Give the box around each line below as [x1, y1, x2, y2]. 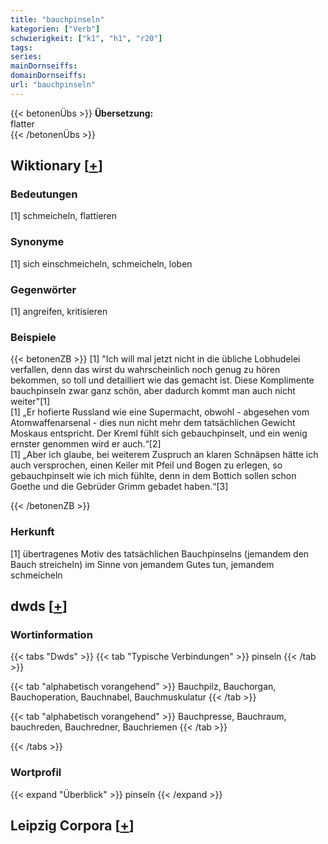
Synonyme [10, 235, 65, 249]
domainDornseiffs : [10, 71, 87, 81]
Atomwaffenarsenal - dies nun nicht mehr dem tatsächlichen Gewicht [10, 417, 296, 429]
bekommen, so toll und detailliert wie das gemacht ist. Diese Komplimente [10, 374, 315, 386]
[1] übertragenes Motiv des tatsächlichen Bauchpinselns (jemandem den [10, 547, 310, 560]
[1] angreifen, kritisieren [10, 306, 108, 318]
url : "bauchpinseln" [10, 80, 97, 90]
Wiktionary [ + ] [10, 157, 103, 175]
